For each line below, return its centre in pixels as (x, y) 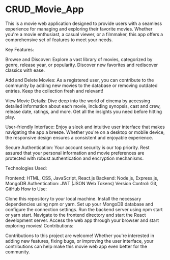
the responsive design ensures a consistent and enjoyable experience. (79, 137)
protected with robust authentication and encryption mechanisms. (75, 158)
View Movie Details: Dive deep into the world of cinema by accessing (78, 101)
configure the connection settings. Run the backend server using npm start (84, 209)
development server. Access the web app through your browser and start (82, 220)
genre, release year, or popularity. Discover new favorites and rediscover (82, 65)
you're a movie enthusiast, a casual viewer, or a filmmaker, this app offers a (84, 34)
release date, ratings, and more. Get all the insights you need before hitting (84, 111)
